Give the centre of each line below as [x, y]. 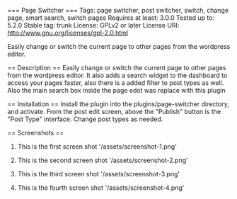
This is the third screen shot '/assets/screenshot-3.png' [99, 174]
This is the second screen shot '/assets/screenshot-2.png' [103, 160]
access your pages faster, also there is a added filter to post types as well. [116, 83]
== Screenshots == [36, 133]
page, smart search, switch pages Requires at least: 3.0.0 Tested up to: [111, 18]
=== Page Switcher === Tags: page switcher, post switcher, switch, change [118, 10]
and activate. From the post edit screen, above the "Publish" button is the [114, 112]
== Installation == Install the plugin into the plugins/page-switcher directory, [118, 104]
